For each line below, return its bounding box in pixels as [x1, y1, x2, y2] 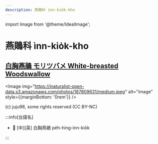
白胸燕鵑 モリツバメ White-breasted [5, 62, 119, 70]
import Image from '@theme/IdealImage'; [5, 21, 90, 27]
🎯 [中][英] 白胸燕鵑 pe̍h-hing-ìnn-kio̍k [12, 124, 90, 130]
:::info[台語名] [5, 114, 34, 120]
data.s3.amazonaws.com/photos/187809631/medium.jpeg [5, 88, 125, 94]
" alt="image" [124, 88, 153, 94]
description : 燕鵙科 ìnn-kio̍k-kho [5, 7, 75, 13]
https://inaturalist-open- [34, 83, 84, 89]
